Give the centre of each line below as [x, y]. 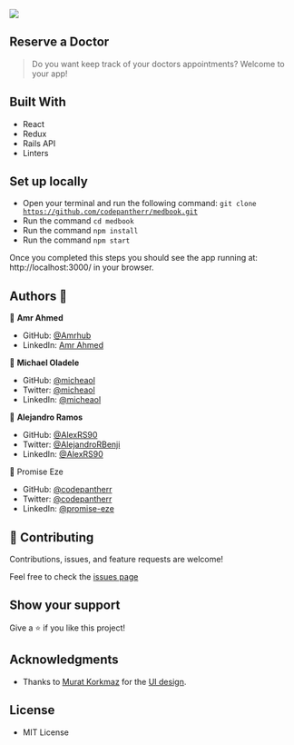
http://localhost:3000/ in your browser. [82, 267]
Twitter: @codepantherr [67, 499]
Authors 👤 [39, 296]
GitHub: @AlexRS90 [60, 435]
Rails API [39, 143]
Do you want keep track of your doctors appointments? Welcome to [158, 64]
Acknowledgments [64, 660]
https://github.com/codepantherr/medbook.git [110, 212]
